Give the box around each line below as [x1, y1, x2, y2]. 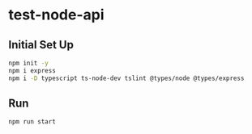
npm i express [8, 66, 57, 74]
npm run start [8, 118, 57, 126]
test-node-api [8, 6, 105, 24]
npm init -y [8, 59, 49, 67]
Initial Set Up [8, 38, 75, 52]
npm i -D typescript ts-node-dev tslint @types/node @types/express [8, 74, 245, 82]
